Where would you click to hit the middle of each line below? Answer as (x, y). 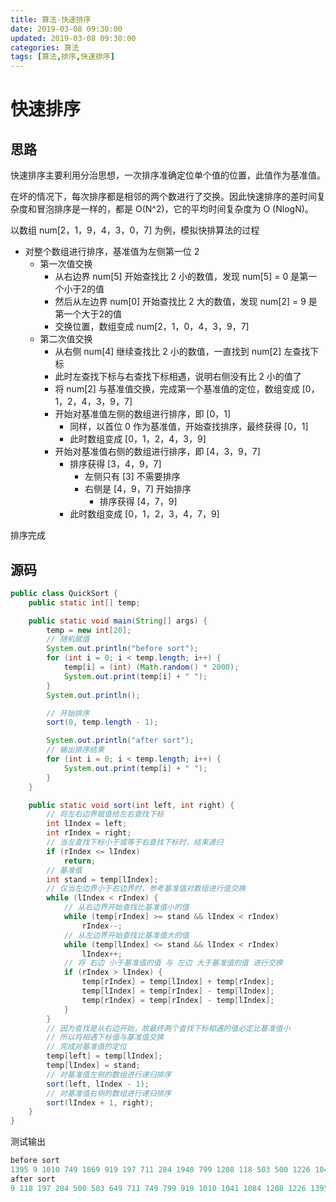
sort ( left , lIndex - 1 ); (98, 1084)
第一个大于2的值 (88, 314)
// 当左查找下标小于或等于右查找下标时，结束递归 (135, 842)
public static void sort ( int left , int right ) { (131, 805)
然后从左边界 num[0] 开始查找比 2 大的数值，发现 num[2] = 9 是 (186, 302)
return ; (80, 861)
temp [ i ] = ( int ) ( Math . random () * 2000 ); (151, 667)
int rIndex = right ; (89, 833)
